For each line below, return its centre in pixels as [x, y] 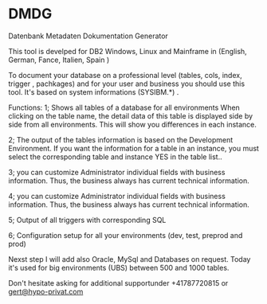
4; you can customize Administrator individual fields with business [117, 196]
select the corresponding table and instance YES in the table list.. [115, 157]
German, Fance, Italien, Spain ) [59, 60]
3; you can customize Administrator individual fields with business [117, 172]
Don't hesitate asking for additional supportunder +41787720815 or [118, 283]
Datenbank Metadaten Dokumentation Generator [88, 36]
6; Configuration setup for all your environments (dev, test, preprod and [126, 235]
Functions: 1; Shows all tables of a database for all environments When [124, 107]
